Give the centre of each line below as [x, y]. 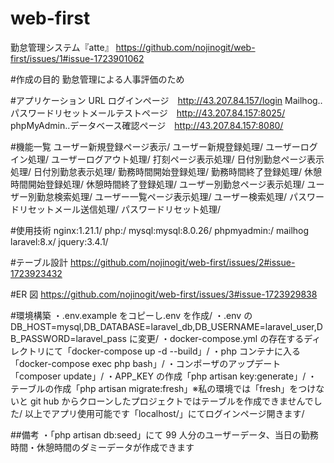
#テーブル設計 [39, 262]
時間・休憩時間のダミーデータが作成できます [102, 447]
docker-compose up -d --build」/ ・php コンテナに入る [186, 351]
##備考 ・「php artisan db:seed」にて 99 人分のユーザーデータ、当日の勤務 [164, 434]
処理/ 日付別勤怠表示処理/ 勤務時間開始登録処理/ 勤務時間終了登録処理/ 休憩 [166, 171]
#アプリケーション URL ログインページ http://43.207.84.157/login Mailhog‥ [166, 100]
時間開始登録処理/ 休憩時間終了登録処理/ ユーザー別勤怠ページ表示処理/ [157, 184]
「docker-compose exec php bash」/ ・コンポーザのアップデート [146, 363]
